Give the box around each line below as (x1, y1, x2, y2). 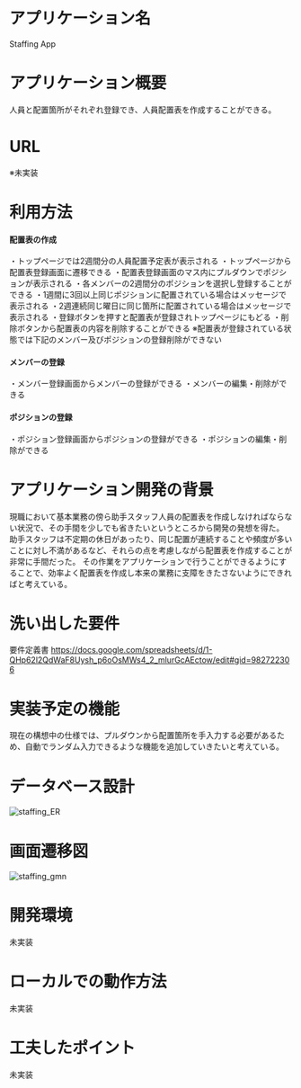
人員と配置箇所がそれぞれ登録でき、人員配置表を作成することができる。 (9, 104, 277, 115)
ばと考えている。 (9, 578, 73, 589)
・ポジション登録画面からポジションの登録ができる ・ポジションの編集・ (9, 433, 279, 444)
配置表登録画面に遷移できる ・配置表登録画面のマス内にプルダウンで (9, 267, 263, 278)
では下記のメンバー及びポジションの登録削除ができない (16, 334, 222, 345)
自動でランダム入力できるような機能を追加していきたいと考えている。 (24, 741, 285, 752)
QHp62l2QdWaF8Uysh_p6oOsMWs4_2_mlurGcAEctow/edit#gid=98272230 (9, 655, 290, 665)
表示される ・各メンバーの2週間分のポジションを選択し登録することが (32, 278, 292, 289)
